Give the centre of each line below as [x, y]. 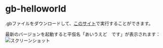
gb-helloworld [36, 9]
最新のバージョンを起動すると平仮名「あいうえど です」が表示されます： [83, 34]
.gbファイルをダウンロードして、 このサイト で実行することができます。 [79, 23]
